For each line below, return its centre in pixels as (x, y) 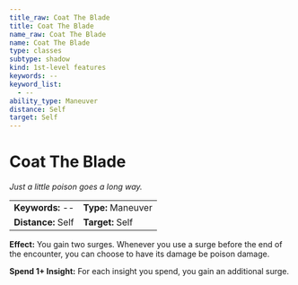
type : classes (36, 51)
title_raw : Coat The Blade (60, 17)
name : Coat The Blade (50, 43)
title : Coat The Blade (52, 26)
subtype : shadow (39, 59)
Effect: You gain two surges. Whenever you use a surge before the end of (146, 245)
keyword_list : (36, 84)
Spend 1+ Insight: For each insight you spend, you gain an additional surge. (149, 272)
